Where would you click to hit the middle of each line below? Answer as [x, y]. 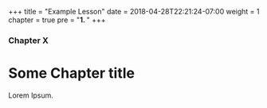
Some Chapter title [72, 73]
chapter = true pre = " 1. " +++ [57, 20]
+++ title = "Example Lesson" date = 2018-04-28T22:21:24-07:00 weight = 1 [134, 12]
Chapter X [29, 40]
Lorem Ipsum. [31, 95]
